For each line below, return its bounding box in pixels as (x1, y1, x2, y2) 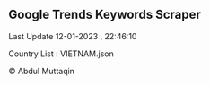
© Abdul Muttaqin (8, 65, 75, 76)
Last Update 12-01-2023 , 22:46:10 (8, 30, 137, 41)
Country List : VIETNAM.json (8, 48, 114, 59)
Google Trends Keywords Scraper (8, 7, 201, 22)
